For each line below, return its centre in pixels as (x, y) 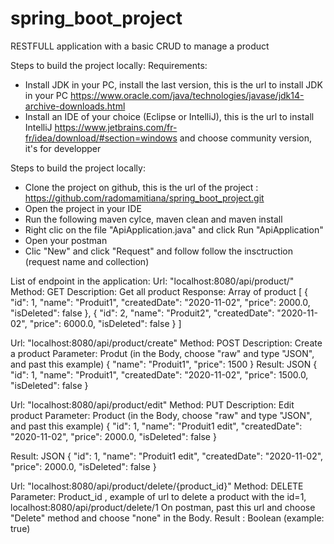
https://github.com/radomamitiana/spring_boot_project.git (144, 198)
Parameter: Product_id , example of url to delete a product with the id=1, (158, 496)
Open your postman (66, 240)
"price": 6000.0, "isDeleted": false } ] (105, 323)
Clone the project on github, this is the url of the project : (141, 187)
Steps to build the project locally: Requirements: (109, 65)
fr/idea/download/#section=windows (101, 138)
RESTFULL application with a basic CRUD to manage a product (140, 46)
